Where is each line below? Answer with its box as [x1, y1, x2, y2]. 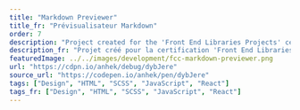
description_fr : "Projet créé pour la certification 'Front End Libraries [9, 46, 294, 55]
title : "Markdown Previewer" [9, 12, 118, 22]
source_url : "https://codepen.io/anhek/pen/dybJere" [9, 71, 210, 80]
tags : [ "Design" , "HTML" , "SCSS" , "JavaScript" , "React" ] [9, 79, 229, 88]
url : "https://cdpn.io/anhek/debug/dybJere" [9, 63, 178, 72]
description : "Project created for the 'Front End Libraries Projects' [9, 37, 281, 47]
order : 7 [9, 29, 42, 38]
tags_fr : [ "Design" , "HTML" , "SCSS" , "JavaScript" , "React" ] [9, 87, 242, 96]
